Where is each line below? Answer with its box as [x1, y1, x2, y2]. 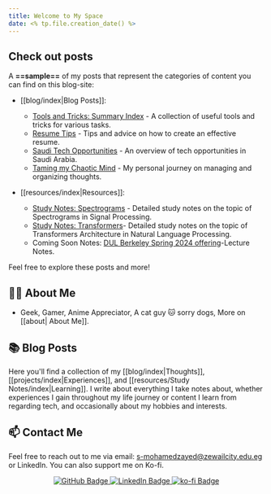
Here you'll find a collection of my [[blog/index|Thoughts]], [8, 366, 205, 376]
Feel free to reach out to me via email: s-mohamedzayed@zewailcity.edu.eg [8, 451, 263, 461]
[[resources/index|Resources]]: [19, 188, 126, 198]
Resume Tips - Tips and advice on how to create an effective [32, 129, 237, 138]
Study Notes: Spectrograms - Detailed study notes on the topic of [32, 203, 252, 213]
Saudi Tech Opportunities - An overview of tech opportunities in [32, 146, 247, 155]
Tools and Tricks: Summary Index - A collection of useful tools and [32, 111, 256, 121]
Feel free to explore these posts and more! [8, 262, 150, 273]
